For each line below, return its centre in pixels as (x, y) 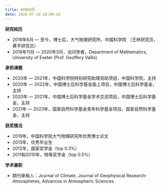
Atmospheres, (26, 181)
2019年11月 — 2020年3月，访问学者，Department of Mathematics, (80, 52)
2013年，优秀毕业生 (32, 142)
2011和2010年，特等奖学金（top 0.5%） (52, 154)
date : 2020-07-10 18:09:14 (33, 14)
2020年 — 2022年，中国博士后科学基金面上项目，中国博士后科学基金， (84, 84)
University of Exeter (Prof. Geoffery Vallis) (55, 57)
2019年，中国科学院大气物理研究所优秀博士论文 (60, 136)
